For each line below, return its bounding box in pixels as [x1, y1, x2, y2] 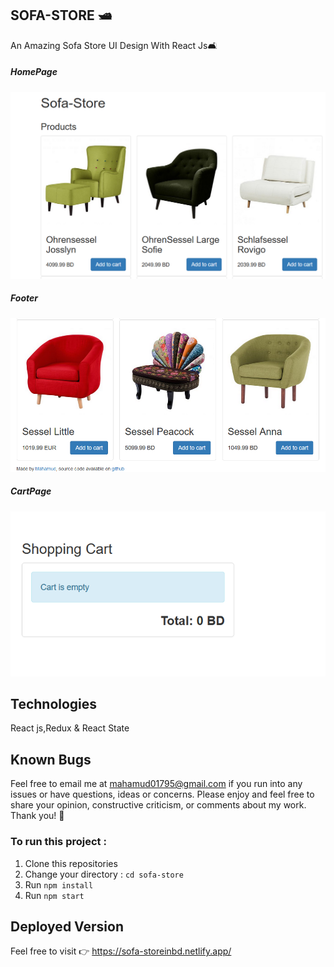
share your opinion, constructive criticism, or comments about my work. [10, 799, 307, 811]
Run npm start [24, 889, 85, 901]
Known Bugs [10, 751, 92, 768]
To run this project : [10, 835, 107, 849]
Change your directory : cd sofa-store [24, 868, 184, 880]
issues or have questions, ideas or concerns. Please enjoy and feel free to [10, 788, 315, 801]
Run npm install [24, 878, 94, 891]
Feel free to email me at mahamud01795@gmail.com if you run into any [10, 778, 303, 790]
